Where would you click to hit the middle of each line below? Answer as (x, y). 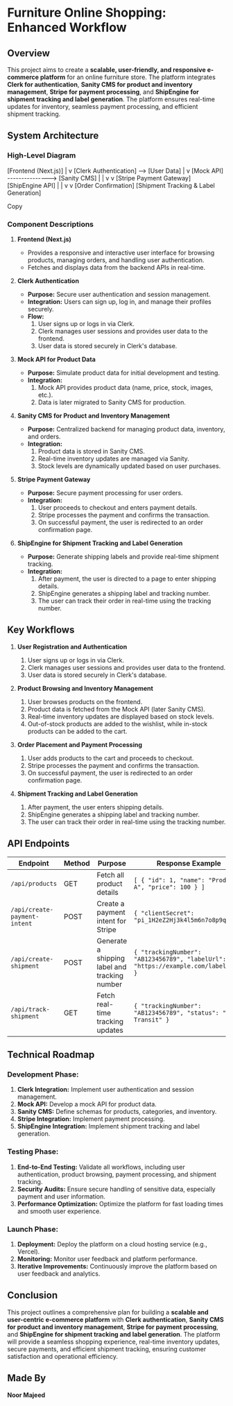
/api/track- (31, 1009)
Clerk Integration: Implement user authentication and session (105, 1090)
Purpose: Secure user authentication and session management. (119, 294)
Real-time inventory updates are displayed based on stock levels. (121, 717)
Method (77, 863)
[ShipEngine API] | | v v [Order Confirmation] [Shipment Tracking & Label (111, 185)
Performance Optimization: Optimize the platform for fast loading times (120, 1203)
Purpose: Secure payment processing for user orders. (105, 492)
